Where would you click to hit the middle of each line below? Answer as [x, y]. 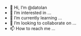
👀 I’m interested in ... [30, 13]
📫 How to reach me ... [32, 28]
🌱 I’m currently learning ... [36, 18]
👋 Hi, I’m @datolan [28, 8]
